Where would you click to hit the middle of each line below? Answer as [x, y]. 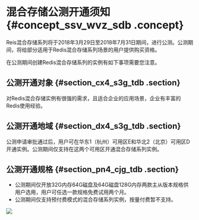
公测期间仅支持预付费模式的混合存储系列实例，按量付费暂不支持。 [95, 200]
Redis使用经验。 [26, 106]
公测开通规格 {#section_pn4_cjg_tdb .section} [93, 169]
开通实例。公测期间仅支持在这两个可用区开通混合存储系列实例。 [84, 149]
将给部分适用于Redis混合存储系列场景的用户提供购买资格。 [88, 50]
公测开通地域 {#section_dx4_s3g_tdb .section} [94, 126]
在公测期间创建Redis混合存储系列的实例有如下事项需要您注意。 [83, 62]
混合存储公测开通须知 [59, 12]
